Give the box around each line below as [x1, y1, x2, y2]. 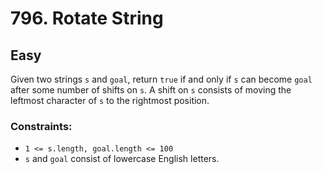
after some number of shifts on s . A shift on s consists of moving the [10, 84, 292, 96]
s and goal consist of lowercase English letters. [24, 153, 220, 165]
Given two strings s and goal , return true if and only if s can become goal [10, 73, 313, 85]
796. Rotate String [10, 7, 164, 30]
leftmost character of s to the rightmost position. [10, 95, 210, 106]
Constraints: [10, 119, 73, 133]
